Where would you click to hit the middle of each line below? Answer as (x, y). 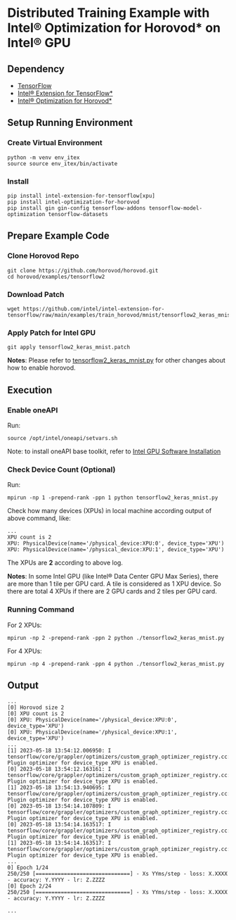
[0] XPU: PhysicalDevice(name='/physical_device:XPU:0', (92, 720)
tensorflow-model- (175, 208)
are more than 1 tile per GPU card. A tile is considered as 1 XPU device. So (114, 584)
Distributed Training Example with (109, 13)
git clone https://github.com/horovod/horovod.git (83, 270)
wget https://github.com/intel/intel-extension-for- (86, 309)
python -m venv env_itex (44, 157)
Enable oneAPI (33, 410)
